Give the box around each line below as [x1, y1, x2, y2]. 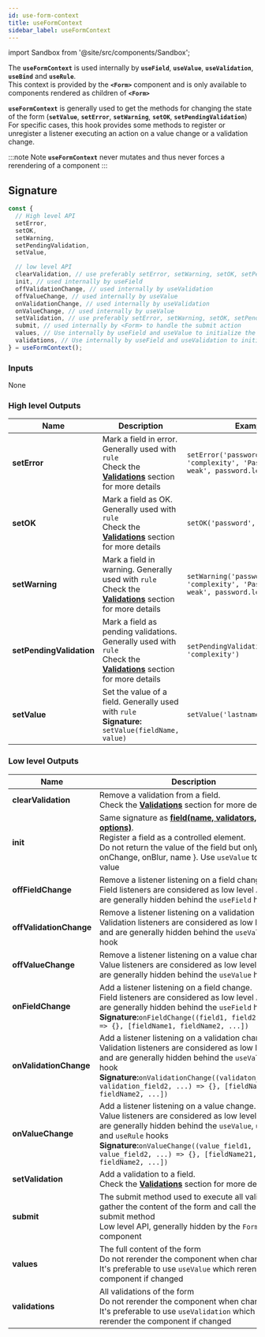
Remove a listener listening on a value [99, 949, 239, 960]
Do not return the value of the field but [99, 842, 241, 853]
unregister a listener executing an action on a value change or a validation [8, 129, 248, 138]
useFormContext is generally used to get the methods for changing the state [8, 103, 252, 113]
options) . [99, 822, 134, 833]
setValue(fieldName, [102, 726, 180, 735]
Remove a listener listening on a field [99, 874, 235, 885]
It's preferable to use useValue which [99, 1263, 235, 1274]
